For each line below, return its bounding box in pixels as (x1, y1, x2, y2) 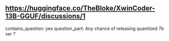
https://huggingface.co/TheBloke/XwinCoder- (5, 4, 155, 13)
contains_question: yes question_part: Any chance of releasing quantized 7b (5, 25, 164, 31)
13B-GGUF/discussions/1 (5, 12, 86, 21)
